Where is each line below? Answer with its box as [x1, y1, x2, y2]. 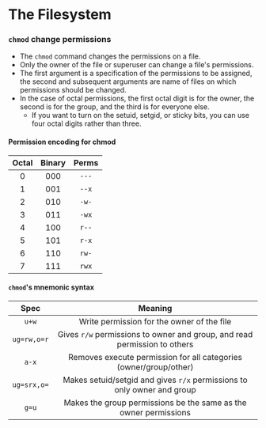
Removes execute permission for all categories [68, 351, 243, 362]
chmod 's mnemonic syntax [8, 282, 95, 292]
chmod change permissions [8, 34, 112, 45]
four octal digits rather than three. [31, 119, 142, 128]
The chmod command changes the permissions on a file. [19, 51, 201, 61]
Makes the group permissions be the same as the [63, 397, 247, 408]
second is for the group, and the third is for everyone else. [19, 102, 210, 112]
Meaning [138, 302, 173, 313]
